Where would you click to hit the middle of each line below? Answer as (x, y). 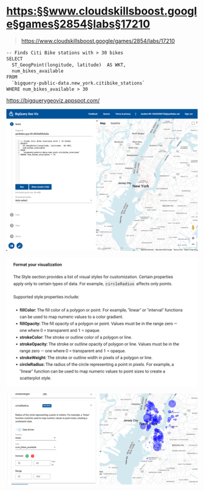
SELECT (15, 59)
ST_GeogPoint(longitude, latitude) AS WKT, (69, 65)
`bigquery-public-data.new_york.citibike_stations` (79, 83)
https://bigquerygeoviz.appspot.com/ (53, 100)
